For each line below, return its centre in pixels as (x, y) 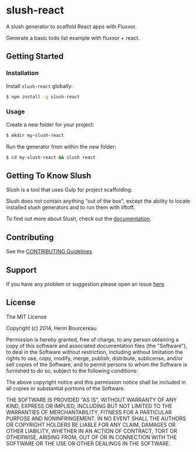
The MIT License (26, 317)
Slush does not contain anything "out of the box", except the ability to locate (98, 201)
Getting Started (35, 56)
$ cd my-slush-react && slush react (51, 157)
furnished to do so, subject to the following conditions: (72, 370)
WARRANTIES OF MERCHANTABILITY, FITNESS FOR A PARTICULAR (89, 412)
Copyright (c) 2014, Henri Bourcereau (51, 328)
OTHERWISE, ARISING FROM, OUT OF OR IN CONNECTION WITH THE (92, 437)
